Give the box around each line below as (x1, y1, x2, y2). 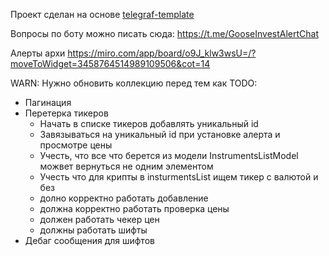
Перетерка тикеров (24, 107, 109, 119)
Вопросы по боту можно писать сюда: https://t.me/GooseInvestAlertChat (10, 28, 319, 39)
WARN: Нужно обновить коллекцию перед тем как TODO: (10, 77, 258, 89)
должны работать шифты (39, 224, 148, 236)
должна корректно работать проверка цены (39, 203, 230, 214)
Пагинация (24, 97, 72, 108)
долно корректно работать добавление (39, 192, 209, 204)
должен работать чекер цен (39, 214, 160, 225)
